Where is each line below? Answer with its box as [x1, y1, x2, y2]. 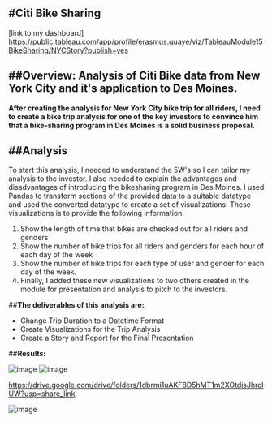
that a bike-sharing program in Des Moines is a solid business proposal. [8, 120, 256, 130]
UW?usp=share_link [8, 389, 76, 398]
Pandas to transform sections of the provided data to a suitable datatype [8, 191, 252, 201]
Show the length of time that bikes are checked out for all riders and [19, 224, 248, 234]
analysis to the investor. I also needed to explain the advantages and [8, 174, 237, 183]
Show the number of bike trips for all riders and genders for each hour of [19, 241, 265, 251]
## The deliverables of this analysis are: [8, 300, 145, 310]
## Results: [8, 349, 46, 359]
